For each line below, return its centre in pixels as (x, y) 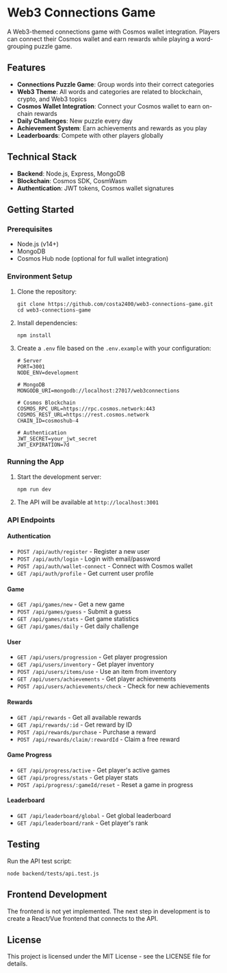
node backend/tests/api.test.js (53, 874)
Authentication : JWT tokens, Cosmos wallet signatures (95, 188)
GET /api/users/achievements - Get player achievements (96, 679)
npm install (34, 335)
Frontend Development (57, 894)
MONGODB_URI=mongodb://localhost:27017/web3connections (98, 390)
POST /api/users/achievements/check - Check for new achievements (113, 686)
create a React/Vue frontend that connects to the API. (83, 918)
